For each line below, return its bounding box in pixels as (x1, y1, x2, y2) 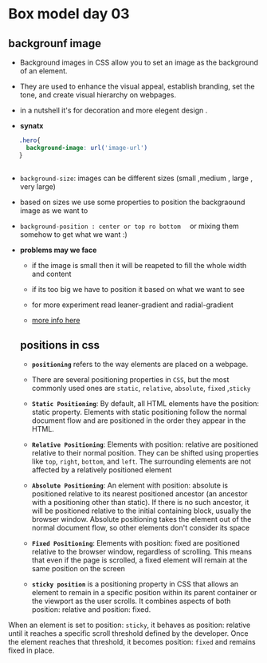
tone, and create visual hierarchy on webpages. (19, 90, 177, 100)
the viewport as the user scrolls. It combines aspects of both (31, 596, 231, 606)
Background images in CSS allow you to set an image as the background (19, 57, 259, 67)
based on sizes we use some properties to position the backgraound (19, 197, 245, 207)
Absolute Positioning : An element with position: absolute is (31, 480, 229, 491)
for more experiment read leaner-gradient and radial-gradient (31, 300, 234, 310)
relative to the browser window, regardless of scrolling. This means (31, 547, 253, 557)
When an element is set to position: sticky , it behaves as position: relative (8, 620, 251, 630)
